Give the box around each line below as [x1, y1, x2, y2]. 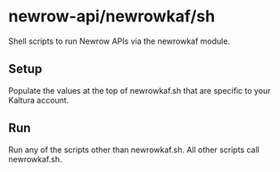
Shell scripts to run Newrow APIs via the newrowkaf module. [8, 36, 231, 46]
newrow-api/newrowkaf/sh [8, 6, 216, 27]
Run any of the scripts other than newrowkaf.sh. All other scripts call [8, 144, 259, 155]
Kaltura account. [8, 94, 70, 105]
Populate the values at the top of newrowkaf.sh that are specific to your [8, 85, 271, 95]
